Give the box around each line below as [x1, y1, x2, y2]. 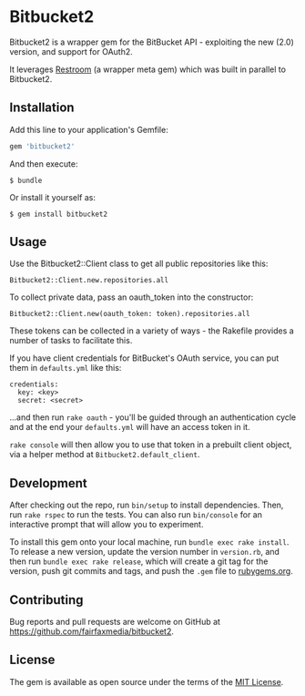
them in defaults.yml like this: [9, 363, 122, 374]
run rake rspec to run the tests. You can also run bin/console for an [9, 509, 262, 520]
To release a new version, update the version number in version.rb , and [9, 547, 280, 558]
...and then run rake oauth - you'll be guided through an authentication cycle [9, 412, 297, 423]
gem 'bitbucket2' [9, 141, 76, 151]
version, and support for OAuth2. [9, 46, 134, 56]
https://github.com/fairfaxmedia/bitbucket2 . [9, 626, 175, 637]
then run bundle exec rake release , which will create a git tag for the [9, 556, 269, 567]
